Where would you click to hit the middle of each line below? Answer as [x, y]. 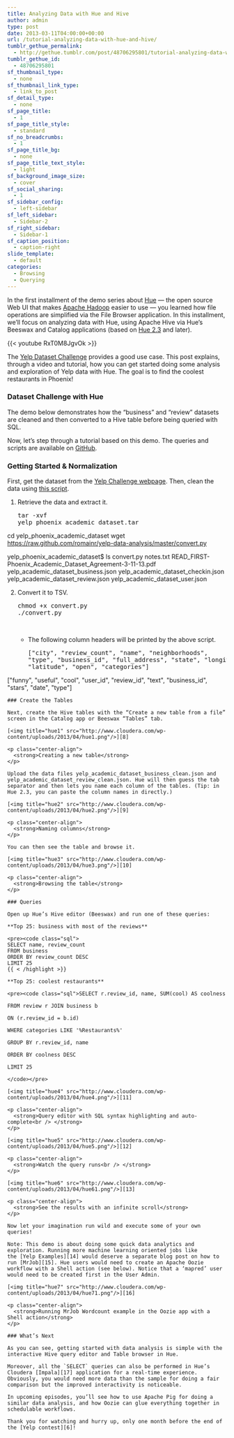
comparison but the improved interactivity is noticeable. [95, 1385]
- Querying [29, 280]
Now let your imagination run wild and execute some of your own [104, 1226]
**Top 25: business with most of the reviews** [78, 927]
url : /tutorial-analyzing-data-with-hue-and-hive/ [82, 40]
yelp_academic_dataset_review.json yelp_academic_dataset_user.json [107, 579]
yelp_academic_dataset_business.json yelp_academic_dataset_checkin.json [116, 572]
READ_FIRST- [191, 557]
